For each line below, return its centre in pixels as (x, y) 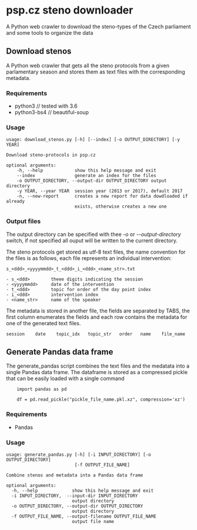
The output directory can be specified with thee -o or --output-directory (94, 234)
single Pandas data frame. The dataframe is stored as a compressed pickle (97, 372)
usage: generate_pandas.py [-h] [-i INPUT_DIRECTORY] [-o (79, 455)
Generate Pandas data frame (60, 352)
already (16, 201)
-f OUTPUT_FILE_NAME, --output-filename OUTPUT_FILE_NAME (84, 516)
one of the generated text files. (44, 323)
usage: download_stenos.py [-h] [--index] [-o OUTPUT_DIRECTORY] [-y (93, 140)
